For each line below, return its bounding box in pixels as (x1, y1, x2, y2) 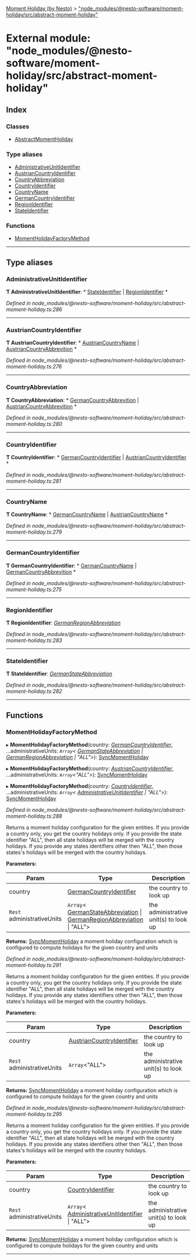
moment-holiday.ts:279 (6, 528, 62, 535)
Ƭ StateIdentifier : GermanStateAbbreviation (6, 670, 113, 677)
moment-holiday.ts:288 (6, 812, 62, 819)
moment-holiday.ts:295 (6, 1110, 62, 1118)
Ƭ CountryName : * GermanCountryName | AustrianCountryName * (6, 511, 168, 518)
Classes (6, 122, 30, 131)
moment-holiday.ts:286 (6, 306, 62, 313)
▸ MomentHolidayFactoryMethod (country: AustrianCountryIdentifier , (6, 764, 174, 772)
